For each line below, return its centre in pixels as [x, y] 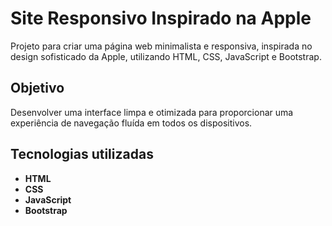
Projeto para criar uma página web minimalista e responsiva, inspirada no [161, 46]
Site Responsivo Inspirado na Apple [161, 18]
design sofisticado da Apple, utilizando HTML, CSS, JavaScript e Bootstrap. [166, 56]
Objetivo [37, 88]
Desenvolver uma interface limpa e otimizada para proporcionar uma [152, 112]
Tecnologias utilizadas [82, 154]
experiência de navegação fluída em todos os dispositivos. [131, 123]
